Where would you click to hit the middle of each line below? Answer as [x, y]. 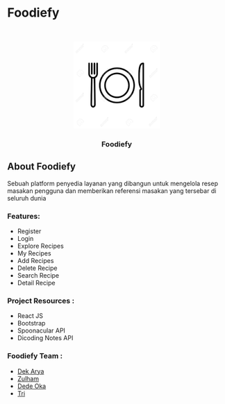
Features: [24, 216]
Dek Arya [31, 371]
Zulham [28, 378]
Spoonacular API [41, 330]
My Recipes [34, 253]
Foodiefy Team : [35, 356]
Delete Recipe [37, 268]
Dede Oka [32, 386]
